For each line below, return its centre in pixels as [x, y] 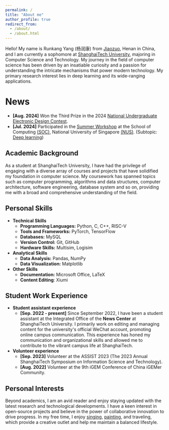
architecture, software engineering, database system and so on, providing [82, 187]
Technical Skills [29, 221]
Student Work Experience [47, 295]
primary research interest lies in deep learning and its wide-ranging [75, 76]
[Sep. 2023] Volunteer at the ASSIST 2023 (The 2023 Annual [84, 356]
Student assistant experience [44, 308]
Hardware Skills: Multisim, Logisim [57, 247]
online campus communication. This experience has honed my [85, 335]
